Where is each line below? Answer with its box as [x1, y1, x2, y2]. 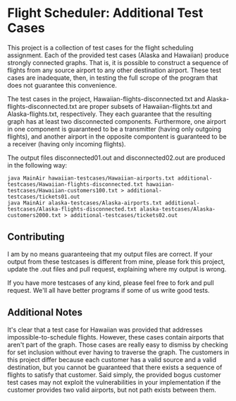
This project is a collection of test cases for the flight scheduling [7, 43, 194, 52]
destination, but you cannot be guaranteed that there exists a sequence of [7, 363, 223, 371]
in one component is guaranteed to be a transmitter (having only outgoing [7, 124, 222, 133]
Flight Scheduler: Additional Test [7, 5, 204, 21]
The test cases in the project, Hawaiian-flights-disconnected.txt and [7, 94, 206, 103]
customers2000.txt [7, 211, 61, 219]
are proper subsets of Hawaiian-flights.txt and [78, 102, 213, 110]
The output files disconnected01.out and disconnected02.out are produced [7, 153, 225, 162]
